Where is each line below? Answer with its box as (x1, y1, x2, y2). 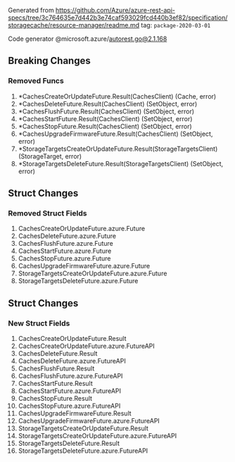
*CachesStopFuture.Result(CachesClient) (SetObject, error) (18, 122, 192, 130)
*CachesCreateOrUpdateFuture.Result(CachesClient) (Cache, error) (18, 92, 217, 101)
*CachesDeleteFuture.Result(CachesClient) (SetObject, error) (18, 99, 198, 108)
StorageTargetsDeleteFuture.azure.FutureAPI (18, 447, 148, 455)
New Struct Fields (8, 318, 70, 328)
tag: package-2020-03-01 (141, 21, 211, 29)
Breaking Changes (8, 55, 91, 67)
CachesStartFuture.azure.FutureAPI (18, 387, 122, 395)
